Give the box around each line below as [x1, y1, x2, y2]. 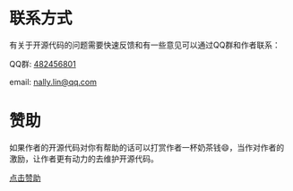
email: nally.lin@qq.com [9, 76, 97, 87]
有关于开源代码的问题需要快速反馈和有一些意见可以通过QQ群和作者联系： [9, 39, 280, 50]
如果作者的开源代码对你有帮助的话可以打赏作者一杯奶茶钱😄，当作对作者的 [9, 142, 285, 152]
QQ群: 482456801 [9, 58, 76, 69]
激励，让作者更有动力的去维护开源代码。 [9, 153, 159, 164]
